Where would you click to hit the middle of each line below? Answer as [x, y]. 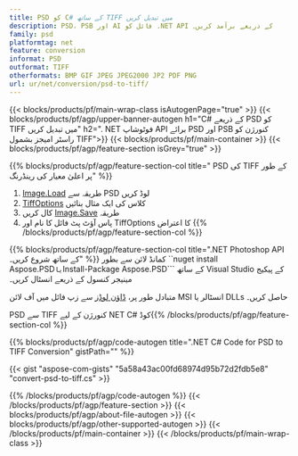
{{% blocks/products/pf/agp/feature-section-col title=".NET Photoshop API [147, 249]
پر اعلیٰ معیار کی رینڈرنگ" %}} [61, 176]
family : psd [31, 34]
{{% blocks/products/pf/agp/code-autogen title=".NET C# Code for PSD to [146, 342]
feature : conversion [48, 51]
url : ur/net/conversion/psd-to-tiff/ [79, 84]
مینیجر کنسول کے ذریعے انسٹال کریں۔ [71, 278]
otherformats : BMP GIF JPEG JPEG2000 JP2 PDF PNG [103, 76]
